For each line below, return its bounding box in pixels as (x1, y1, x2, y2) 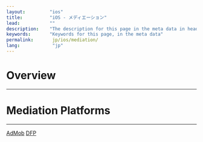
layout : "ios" (6, 8, 63, 15)
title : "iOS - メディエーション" (6, 15, 107, 21)
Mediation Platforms (6, 104, 111, 117)
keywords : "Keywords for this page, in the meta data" (6, 31, 164, 37)
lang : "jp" (6, 43, 63, 49)
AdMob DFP (6, 129, 37, 137)
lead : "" (6, 20, 56, 26)
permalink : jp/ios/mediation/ (6, 37, 98, 43)
